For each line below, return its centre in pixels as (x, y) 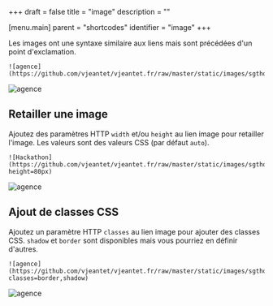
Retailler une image (58, 114)
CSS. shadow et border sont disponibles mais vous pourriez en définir (123, 240)
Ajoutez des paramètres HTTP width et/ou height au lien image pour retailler (136, 134)
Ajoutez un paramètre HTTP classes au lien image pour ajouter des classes (134, 231)
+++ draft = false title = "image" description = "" (89, 12)
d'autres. (24, 249)
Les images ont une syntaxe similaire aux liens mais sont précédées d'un (130, 43)
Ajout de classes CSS (64, 212)
